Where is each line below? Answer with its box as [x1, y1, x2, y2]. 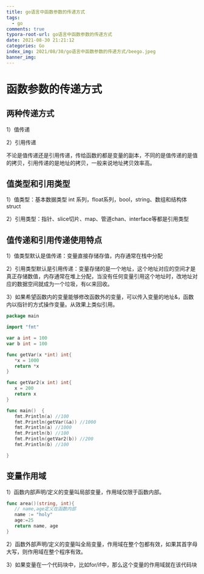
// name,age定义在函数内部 [14, 506, 76, 512]
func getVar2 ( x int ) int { [6, 380, 72, 386]
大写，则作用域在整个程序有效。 [6, 548, 86, 555]
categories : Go [6, 43, 45, 49]
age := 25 [14, 517, 34, 523]
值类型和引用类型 [6, 179, 70, 189]
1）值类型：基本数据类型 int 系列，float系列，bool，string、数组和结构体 [6, 196, 187, 203]
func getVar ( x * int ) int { [6, 351, 72, 358]
